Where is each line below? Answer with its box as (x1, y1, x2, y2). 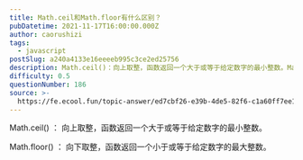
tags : (9, 38, 30, 48)
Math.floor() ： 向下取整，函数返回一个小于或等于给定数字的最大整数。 (9, 141, 272, 153)
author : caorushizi (9, 30, 83, 39)
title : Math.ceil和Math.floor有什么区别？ (9, 13, 162, 22)
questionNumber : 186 (9, 80, 87, 89)
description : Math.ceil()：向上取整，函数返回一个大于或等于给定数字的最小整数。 (9, 64, 288, 73)
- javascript (17, 47, 67, 56)
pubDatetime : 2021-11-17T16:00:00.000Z (9, 22, 160, 31)
